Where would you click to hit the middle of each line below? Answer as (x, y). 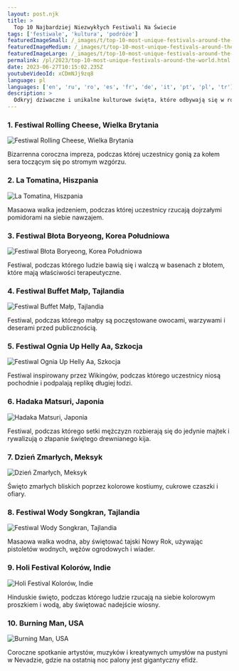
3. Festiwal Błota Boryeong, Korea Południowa (89, 236)
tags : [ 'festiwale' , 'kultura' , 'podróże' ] (73, 34)
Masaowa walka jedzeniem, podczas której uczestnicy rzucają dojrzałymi (115, 209)
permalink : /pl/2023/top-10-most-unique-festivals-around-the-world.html (119, 61)
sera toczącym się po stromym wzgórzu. (67, 162)
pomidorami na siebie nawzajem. (56, 217)
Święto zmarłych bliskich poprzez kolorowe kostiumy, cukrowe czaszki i (113, 487)
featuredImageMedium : (39, 47)
